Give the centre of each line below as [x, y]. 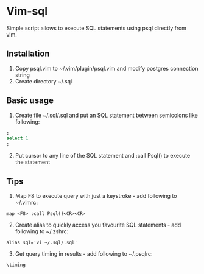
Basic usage [30, 101]
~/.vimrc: [26, 202]
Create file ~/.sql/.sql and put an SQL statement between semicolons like [106, 115]
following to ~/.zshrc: [42, 231]
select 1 [17, 138]
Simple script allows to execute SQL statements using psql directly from [97, 28]
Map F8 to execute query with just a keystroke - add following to [96, 196]
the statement [33, 162]
